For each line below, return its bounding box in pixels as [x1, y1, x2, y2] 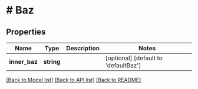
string [43, 58, 61, 66]
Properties [6, 27, 46, 37]
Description [65, 44, 100, 52]
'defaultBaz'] [105, 61, 141, 69]
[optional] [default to [105, 54, 163, 62]
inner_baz [9, 58, 38, 66]
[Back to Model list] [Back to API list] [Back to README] [6, 77, 141, 83]
